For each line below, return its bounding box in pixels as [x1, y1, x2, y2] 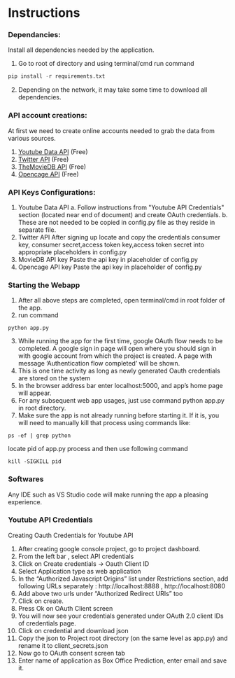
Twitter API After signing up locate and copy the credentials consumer [17, 233, 221, 241]
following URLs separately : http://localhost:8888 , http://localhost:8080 [17, 581, 226, 590]
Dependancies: [8, 30, 62, 40]
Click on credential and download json [17, 626, 129, 635]
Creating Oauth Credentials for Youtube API [8, 531, 134, 539]
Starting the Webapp [8, 280, 80, 290]
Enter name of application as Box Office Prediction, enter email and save [17, 656, 227, 665]
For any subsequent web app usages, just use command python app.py [17, 396, 225, 405]
